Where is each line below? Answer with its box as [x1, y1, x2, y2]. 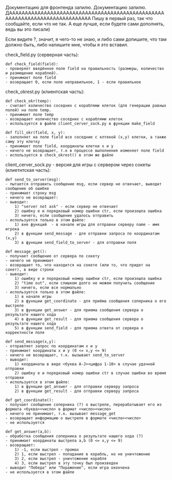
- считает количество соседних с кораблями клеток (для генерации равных [5, 103, 167, 108]
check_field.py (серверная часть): [5, 51, 80, 58]
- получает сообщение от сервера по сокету [5, 254, 100, 259]
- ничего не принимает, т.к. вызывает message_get [5, 411, 116, 416]
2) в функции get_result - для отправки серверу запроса [14, 388, 139, 394]
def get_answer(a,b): [5, 429, 52, 434]
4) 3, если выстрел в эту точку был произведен [14, 460, 118, 466]
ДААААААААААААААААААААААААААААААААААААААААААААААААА [5, 10, 164, 16]
